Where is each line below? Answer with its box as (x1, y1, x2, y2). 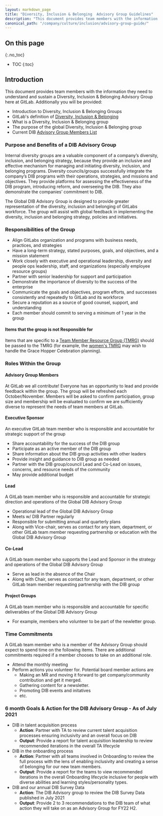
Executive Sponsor (5, 415, 44, 421)
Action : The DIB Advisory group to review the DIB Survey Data (19, 790, 145, 795)
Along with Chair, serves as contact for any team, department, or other (12, 576, 154, 582)
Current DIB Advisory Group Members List (12, 129, 97, 135)
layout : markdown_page (5, 7, 51, 12)
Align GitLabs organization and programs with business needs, (12, 237, 138, 243)
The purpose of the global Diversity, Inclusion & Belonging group (12, 124, 142, 130)
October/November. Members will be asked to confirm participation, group (5, 393, 155, 399)
